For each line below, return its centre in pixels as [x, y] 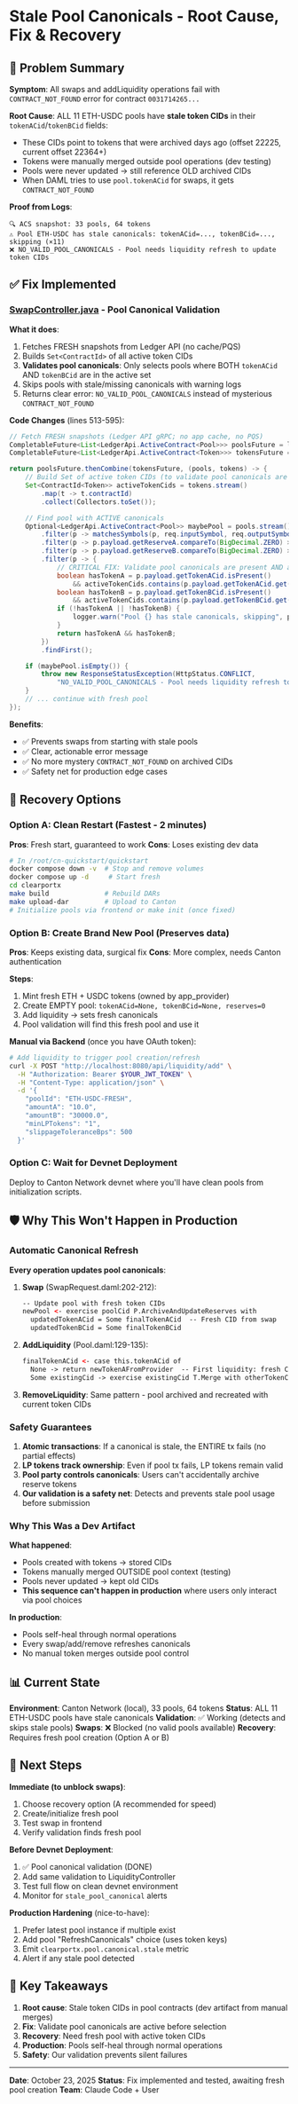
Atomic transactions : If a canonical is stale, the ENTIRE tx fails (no [144, 1446]
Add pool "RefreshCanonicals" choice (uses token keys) [125, 1939]
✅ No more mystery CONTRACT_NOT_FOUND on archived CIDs [127, 761]
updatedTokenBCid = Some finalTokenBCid [106, 1328]
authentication [35, 961]
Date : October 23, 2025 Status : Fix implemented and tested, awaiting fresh [147, 2080]
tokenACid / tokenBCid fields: [59, 125]
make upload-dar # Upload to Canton [93, 902]
